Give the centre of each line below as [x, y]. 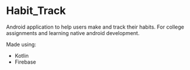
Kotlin [22, 55]
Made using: [21, 44]
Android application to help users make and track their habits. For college [95, 27]
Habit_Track [36, 11]
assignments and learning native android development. [73, 33]
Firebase [25, 62]
